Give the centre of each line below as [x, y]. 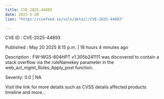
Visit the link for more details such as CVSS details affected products [76, 87]
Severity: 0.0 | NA [23, 77]
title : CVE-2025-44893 [29, 10]
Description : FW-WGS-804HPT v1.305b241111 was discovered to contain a [82, 57]
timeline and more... [26, 92]
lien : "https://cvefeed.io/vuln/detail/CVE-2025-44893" [64, 19]
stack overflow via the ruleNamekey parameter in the [60, 62]
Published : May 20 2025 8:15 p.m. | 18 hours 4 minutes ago [67, 47]
